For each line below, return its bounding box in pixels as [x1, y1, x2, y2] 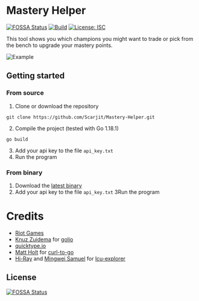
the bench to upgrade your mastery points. [6, 42, 113, 49]
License [6, 272, 37, 283]
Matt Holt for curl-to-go [14, 248, 74, 256]
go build [6, 136, 28, 142]
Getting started [6, 70, 65, 81]
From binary [6, 168, 43, 176]
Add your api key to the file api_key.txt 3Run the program [14, 188, 160, 196]
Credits [6, 209, 44, 223]
